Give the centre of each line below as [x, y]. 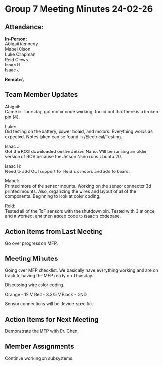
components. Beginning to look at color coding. [53, 196]
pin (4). [12, 117]
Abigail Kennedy [21, 44]
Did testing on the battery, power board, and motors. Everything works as [79, 131]
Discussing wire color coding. [35, 285]
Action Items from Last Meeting [54, 231]
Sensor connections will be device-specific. [49, 304]
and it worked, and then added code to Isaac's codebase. [63, 216]
